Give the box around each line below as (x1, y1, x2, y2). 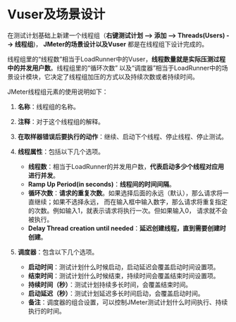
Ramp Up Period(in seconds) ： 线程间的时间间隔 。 (27, 180, 176, 188)
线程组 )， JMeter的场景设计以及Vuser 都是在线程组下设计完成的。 (14, 39, 209, 48)
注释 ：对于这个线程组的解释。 (17, 117, 104, 125)
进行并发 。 (27, 171, 60, 180)
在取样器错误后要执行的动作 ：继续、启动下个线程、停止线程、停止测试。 (17, 132, 228, 141)
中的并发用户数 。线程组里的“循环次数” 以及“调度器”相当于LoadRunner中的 (7, 63, 222, 72)
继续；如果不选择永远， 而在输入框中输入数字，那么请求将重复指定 (34, 197, 228, 206)
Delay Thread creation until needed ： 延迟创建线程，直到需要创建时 (27, 223, 227, 233)
